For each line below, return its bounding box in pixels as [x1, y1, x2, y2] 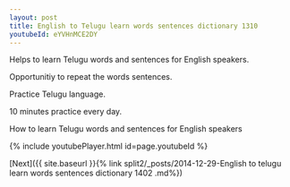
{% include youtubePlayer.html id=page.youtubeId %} [9, 140, 209, 152]
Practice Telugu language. [9, 89, 106, 99]
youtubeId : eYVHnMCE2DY [9, 30, 98, 38]
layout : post [9, 13, 58, 22]
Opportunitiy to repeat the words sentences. [9, 72, 173, 82]
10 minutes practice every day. [9, 106, 123, 117]
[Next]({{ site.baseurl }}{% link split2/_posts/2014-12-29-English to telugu [9, 158, 282, 169]
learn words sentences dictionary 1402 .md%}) [9, 167, 183, 179]
